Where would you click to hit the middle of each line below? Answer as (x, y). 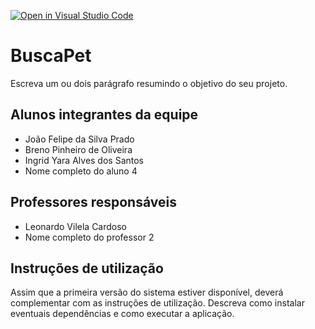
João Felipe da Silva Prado (79, 139)
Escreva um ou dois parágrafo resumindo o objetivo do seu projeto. (149, 83)
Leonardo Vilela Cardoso (76, 226)
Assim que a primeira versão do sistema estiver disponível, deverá (147, 292)
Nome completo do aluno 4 (81, 171)
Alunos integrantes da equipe (104, 115)
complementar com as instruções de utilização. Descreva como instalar (157, 303)
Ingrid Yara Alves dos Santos (84, 160)
